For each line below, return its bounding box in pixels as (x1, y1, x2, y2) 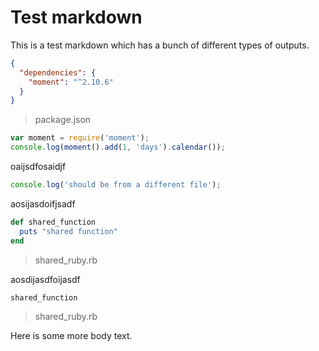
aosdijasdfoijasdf (10, 273, 81, 285)
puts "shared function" (19, 226, 118, 236)
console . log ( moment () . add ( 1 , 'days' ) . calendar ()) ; (10, 142, 226, 153)
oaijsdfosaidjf (10, 161, 67, 173)
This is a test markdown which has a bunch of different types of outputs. (10, 39, 310, 51)
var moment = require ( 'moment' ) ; (10, 133, 150, 143)
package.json (34, 114, 92, 126)
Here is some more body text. (10, 330, 133, 342)
